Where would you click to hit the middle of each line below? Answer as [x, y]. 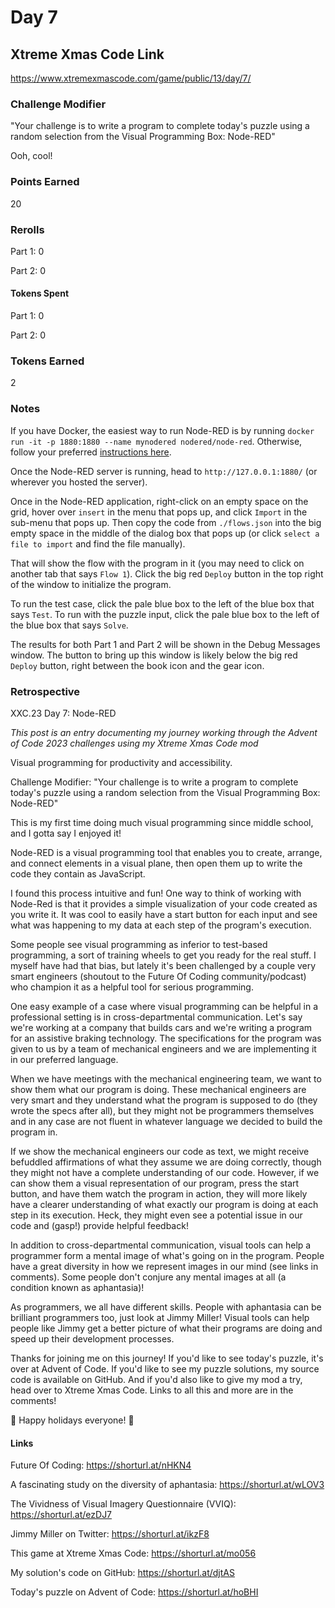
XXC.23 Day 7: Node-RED [63, 713]
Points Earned [45, 182]
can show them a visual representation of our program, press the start [155, 1183]
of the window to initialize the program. [91, 584]
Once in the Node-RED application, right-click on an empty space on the [159, 501]
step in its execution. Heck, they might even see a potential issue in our [156, 1215]
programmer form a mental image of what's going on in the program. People [167, 1255]
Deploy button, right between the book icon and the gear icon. [137, 665]
